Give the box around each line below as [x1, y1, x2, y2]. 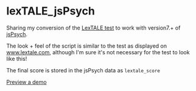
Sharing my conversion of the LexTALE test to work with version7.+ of [6, 24, 181, 31]
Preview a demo [6, 78, 47, 86]
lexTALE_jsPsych [6, 4, 96, 18]
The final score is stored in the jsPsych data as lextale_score [6, 66, 160, 74]
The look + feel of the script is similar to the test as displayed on [6, 42, 167, 49]
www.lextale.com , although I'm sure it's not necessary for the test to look [6, 48, 190, 55]
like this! [6, 55, 27, 62]
